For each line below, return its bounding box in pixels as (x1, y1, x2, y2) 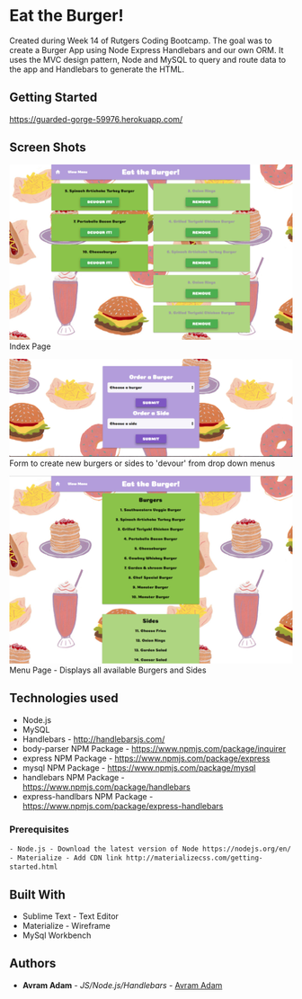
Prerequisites (9, 823, 69, 835)
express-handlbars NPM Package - (22, 790, 154, 801)
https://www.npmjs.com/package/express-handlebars (22, 800, 224, 811)
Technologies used (9, 691, 119, 706)
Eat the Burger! (9, 5, 124, 26)
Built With (9, 887, 66, 902)
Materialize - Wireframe (22, 920, 111, 931)
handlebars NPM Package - (22, 772, 126, 782)
